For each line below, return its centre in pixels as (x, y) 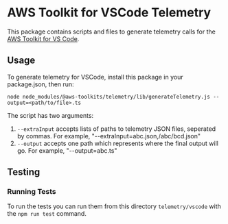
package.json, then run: (41, 84)
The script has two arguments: (50, 115)
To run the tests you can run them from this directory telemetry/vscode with (114, 206)
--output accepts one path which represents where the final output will (117, 143)
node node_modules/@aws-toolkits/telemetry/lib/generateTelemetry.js (109, 97)
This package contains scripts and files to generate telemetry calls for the (112, 32)
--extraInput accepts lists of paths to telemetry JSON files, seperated (116, 129)
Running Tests (32, 192)
